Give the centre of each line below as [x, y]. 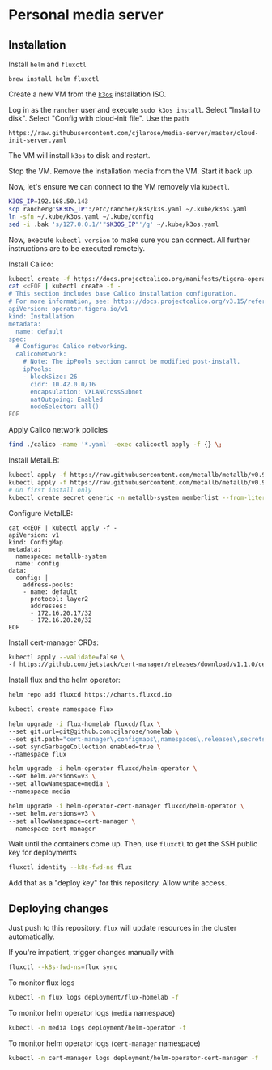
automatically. [32, 936]
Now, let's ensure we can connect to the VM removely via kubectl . [119, 187]
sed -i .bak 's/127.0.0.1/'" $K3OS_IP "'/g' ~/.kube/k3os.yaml [114, 224]
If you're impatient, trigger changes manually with [91, 953]
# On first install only [50, 490]
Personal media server [86, 15]
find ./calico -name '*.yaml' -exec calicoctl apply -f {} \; [115, 445]
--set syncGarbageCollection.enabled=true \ [85, 747]
